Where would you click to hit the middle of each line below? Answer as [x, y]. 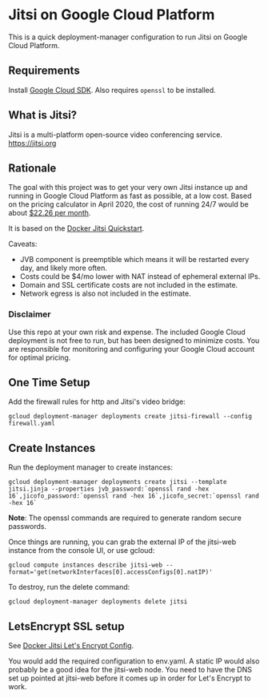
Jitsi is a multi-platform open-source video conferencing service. [115, 135]
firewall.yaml [32, 424]
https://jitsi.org [32, 143]
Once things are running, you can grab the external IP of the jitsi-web [122, 542]
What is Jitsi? [43, 115]
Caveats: [23, 244]
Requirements [44, 71]
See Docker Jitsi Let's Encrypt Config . [71, 646]
